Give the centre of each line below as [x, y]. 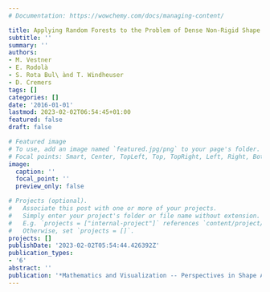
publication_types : [41, 253]
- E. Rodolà [28, 68]
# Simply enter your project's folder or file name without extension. [135, 216]
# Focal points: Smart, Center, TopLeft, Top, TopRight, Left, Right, [129, 156]
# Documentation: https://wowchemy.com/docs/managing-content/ [117, 16]
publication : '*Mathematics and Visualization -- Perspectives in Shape [133, 275]
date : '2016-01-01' [41, 105]
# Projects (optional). [48, 201]
